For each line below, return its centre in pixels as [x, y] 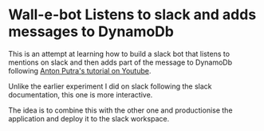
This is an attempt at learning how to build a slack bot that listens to [119, 54]
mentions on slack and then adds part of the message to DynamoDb [120, 62]
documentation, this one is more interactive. [81, 94]
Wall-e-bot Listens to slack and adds [132, 15]
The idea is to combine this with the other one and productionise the [120, 110]
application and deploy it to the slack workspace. [89, 118]
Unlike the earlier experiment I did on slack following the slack [110, 86]
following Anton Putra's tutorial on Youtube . [80, 70]
